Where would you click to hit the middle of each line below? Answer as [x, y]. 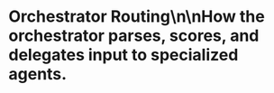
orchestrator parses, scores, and [134, 36]
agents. [38, 74]
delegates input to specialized [123, 55]
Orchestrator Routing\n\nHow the [137, 17]
